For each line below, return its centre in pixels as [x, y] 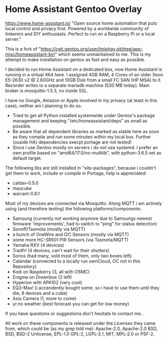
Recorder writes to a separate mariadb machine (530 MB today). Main [77, 85]
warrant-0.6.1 [26, 193]
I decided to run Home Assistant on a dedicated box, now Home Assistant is [84, 69]
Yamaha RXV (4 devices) [38, 245]
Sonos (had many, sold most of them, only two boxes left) [72, 256]
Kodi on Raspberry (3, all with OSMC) [51, 272]
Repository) [24, 266]
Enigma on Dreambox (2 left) [42, 277]
